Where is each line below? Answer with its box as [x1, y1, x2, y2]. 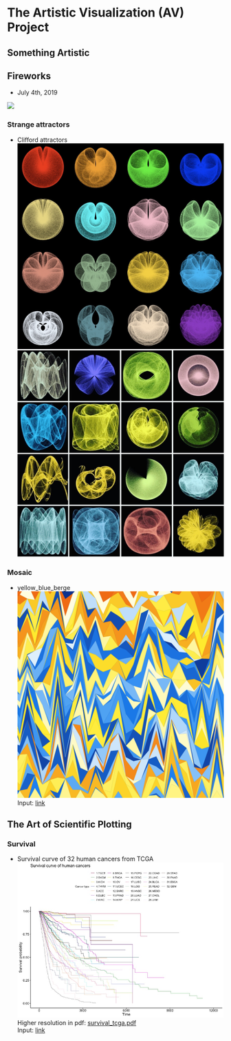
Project [7, 19, 49, 35]
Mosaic [7, 568, 32, 578]
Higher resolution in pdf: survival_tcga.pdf [16, 1018, 137, 1027]
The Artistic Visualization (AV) [7, 5, 184, 21]
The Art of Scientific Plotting [7, 819, 132, 830]
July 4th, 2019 [16, 88, 58, 97]
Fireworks [7, 70, 52, 82]
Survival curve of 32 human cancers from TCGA [16, 855, 154, 863]
